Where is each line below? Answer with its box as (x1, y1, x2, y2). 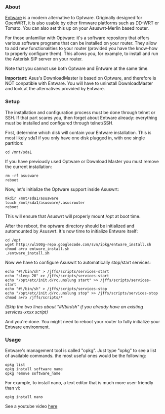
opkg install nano (5, 394, 43, 400)
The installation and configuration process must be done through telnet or (5, 109, 156, 115)
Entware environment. (5, 324, 50, 330)
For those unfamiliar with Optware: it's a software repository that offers (5, 35, 150, 41)
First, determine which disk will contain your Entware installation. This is (5, 129, 152, 135)
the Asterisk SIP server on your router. (5, 56, 83, 62)
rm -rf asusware (5, 173, 39, 178)
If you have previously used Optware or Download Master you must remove (5, 158, 159, 164)
